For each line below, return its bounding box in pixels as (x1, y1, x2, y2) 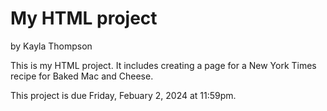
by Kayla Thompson (10, 40, 93, 52)
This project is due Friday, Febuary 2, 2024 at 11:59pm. (10, 89, 237, 101)
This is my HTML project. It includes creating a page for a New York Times (10, 59, 317, 71)
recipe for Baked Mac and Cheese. (10, 70, 154, 82)
